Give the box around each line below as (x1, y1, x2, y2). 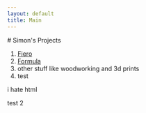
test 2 (7, 98, 24, 107)
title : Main (7, 17, 42, 24)
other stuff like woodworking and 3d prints (17, 64, 140, 73)
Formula (17, 56, 42, 65)
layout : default (7, 10, 54, 17)
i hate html (7, 85, 38, 93)
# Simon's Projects (7, 36, 61, 44)
